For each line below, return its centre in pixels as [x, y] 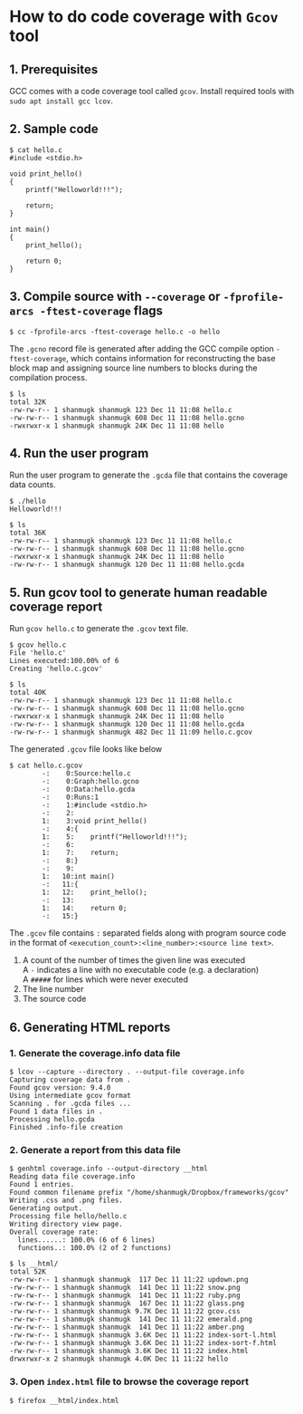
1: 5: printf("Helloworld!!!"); [115, 837]
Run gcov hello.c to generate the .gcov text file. [99, 629]
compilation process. [48, 377]
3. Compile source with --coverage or [115, 297]
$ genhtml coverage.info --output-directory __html [109, 1169]
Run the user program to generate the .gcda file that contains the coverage [148, 475]
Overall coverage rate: [54, 1232]
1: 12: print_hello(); [95, 893]
